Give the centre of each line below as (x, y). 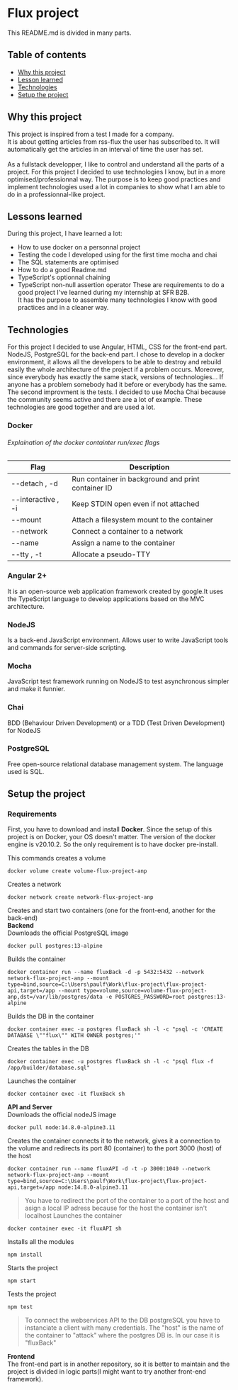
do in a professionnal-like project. (56, 194)
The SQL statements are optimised (68, 262)
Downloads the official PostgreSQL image (68, 933)
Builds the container (36, 959)
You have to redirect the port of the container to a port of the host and (127, 1201)
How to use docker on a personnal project (79, 247)
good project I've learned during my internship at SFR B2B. (103, 293)
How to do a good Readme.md (62, 270)
